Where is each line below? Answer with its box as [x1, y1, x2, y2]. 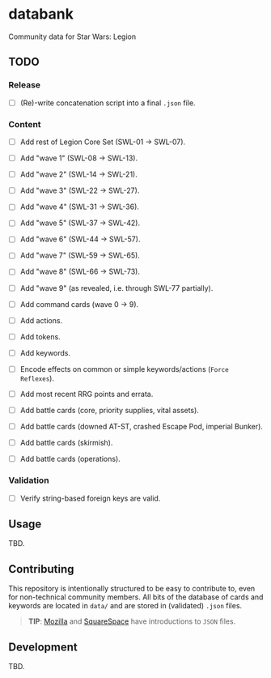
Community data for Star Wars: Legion [8, 32, 136, 41]
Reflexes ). [19, 373, 55, 383]
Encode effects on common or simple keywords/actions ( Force [19, 364, 229, 373]
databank [8, 5, 74, 23]
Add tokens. [19, 331, 61, 341]
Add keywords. [19, 348, 71, 357]
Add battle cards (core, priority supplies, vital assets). [19, 405, 200, 415]
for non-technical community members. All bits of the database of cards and [8, 592, 264, 602]
